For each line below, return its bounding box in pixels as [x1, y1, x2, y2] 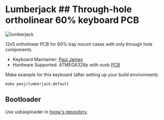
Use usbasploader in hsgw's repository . [5, 108, 89, 115]
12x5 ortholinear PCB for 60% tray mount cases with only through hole [5, 41, 153, 47]
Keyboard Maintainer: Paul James [12, 56, 83, 62]
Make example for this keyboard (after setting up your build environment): [5, 71, 159, 77]
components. [5, 46, 33, 52]
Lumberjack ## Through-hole [5, 4, 132, 15]
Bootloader [5, 95, 42, 104]
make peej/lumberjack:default [5, 81, 69, 86]
